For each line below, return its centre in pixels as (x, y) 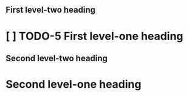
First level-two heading (50, 10)
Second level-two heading (57, 58)
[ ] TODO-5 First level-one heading (94, 36)
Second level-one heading (74, 85)
